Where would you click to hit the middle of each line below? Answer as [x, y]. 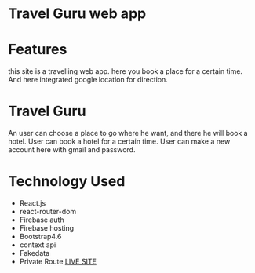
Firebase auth [42, 220]
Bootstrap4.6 [40, 237]
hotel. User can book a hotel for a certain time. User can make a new [119, 141]
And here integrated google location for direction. [88, 80]
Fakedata [35, 253]
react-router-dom [48, 211]
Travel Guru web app [77, 14]
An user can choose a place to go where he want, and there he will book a [128, 133]
